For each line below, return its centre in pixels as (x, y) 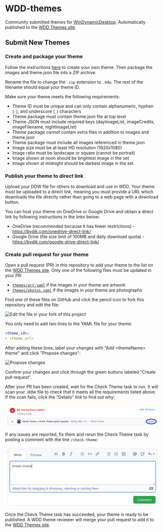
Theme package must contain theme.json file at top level (69, 116)
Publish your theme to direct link (44, 176)
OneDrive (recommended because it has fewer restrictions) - (73, 226)
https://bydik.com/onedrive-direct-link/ (51, 231)
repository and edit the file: (32, 305)
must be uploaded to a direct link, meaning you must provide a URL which (79, 192)
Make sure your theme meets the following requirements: (62, 96)
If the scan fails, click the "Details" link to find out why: (60, 397)
